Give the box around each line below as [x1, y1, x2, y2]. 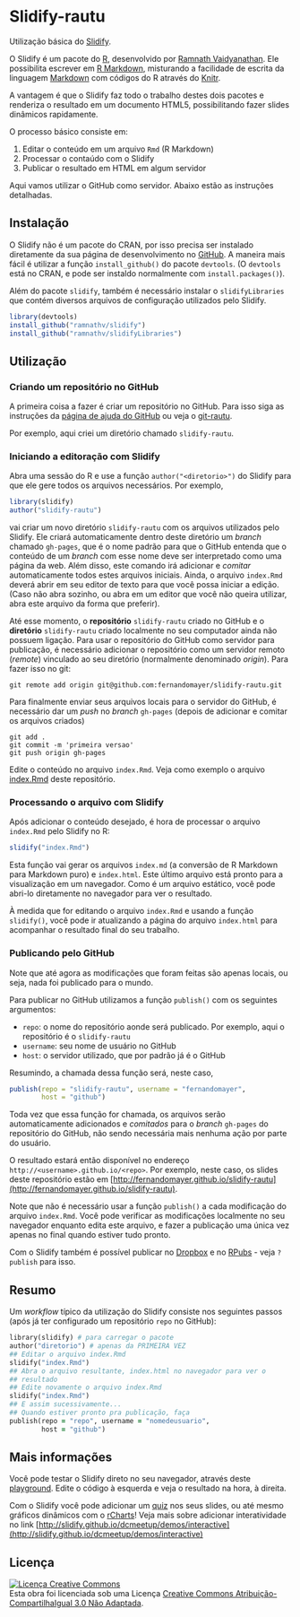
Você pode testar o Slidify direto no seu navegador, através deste [9, 1474, 251, 1484]
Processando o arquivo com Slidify [9, 796, 164, 809]
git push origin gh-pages [9, 749, 106, 758]
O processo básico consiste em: [9, 126, 128, 136]
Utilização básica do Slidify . [9, 36, 112, 47]
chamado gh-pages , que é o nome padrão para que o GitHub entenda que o [9, 541, 287, 552]
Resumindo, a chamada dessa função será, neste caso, [9, 1067, 214, 1078]
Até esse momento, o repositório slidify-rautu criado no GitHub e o [9, 616, 265, 627]
